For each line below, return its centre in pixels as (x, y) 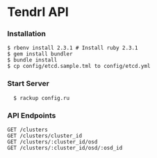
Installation (27, 34)
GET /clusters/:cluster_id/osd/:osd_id (65, 148)
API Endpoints (32, 115)
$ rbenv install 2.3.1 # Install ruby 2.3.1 (73, 48)
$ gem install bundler (40, 54)
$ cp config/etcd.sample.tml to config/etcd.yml (79, 67)
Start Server (28, 84)
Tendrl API (38, 12)
